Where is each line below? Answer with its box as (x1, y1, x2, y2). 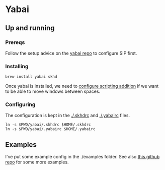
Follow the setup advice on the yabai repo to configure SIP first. (5, 50, 137, 56)
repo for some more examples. (5, 159, 69, 165)
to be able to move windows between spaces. (5, 88, 101, 94)
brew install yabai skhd (5, 74, 57, 79)
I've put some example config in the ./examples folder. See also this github (5, 154, 160, 160)
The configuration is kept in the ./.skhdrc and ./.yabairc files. (5, 112, 130, 119)
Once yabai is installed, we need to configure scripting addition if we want (5, 83, 159, 89)
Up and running (5, 24, 55, 32)
